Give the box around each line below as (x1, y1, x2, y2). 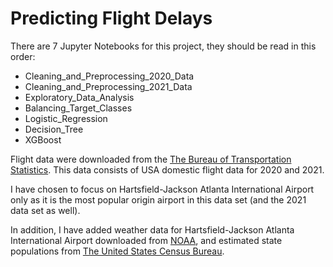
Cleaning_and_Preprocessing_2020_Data (24, 70, 195, 82)
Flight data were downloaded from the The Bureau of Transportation (10, 153, 292, 165)
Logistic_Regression (24, 112, 108, 124)
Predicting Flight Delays (10, 7, 213, 30)
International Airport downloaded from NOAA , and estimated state (10, 234, 283, 246)
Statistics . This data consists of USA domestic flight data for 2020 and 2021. (10, 163, 325, 176)
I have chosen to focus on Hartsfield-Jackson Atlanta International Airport (10, 183, 315, 195)
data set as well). (10, 204, 81, 216)
